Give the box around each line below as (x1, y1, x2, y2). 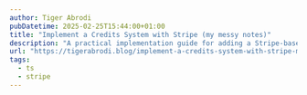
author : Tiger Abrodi (9, 13, 92, 23)
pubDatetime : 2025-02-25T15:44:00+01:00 (9, 22, 166, 31)
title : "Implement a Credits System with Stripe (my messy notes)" (9, 30, 272, 39)
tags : (9, 55, 30, 64)
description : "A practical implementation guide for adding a (9, 38, 251, 48)
